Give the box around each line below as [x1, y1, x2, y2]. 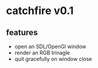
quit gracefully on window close [14, 56, 92, 62]
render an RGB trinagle [14, 49, 70, 56]
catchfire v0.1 [6, 4, 74, 18]
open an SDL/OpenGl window [14, 43, 87, 50]
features [6, 28, 38, 38]
